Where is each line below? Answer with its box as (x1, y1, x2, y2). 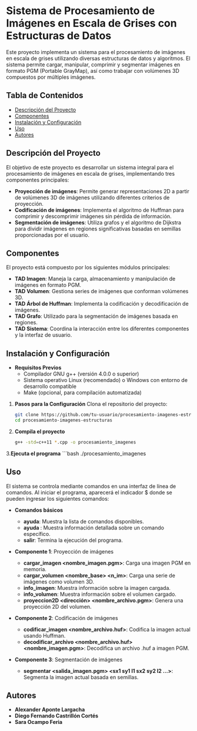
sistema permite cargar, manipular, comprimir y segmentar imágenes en (6, 61, 181, 68)
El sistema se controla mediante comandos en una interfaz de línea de (6, 482, 176, 489)
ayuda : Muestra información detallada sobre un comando (23, 524, 165, 531)
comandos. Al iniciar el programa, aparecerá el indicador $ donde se (6, 489, 172, 496)
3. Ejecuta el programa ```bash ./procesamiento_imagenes (6, 450, 146, 457)
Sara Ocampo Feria (14, 719, 63, 726)
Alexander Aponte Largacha (14, 706, 85, 713)
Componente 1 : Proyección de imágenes (14, 548, 113, 555)
